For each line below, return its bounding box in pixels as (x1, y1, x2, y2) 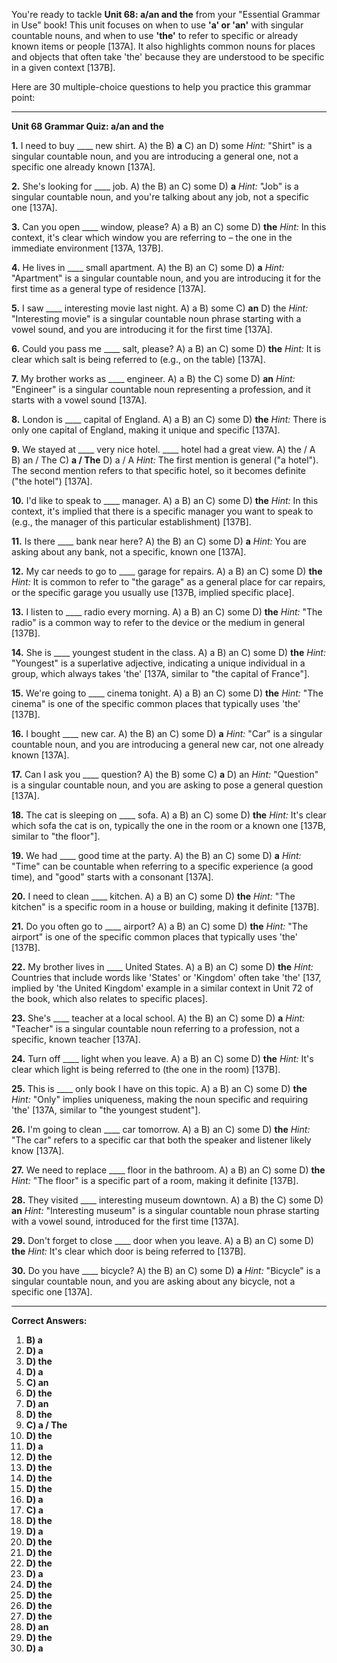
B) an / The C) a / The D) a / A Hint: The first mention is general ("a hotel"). (11, 454, 319, 466)
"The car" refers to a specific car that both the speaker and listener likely (11, 1134, 312, 1146)
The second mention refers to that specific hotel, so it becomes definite (11, 465, 306, 476)
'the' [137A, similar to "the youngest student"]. (11, 1104, 201, 1116)
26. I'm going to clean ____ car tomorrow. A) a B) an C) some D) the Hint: (11, 1124, 311, 1135)
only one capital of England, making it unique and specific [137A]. (11, 424, 281, 436)
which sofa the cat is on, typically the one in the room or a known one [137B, (11, 820, 326, 831)
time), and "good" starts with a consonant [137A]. (11, 871, 214, 883)
